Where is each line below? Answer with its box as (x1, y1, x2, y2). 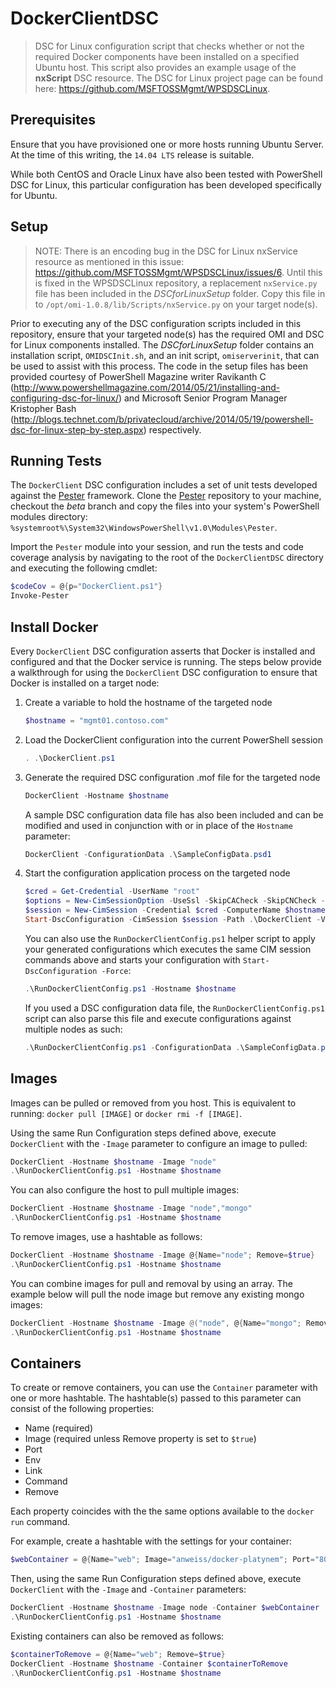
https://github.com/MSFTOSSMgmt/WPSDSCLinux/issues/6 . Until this (34, 266, 323, 278)
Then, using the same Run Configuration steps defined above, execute (10, 1573, 302, 1585)
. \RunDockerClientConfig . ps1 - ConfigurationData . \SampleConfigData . (24, 1042, 322, 1052)
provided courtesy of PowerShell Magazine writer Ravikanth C (10, 370, 267, 382)
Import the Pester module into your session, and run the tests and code (10, 541, 305, 553)
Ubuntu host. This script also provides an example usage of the (34, 61, 297, 73)
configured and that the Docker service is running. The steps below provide (10, 655, 323, 667)
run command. (10, 1516, 71, 1528)
